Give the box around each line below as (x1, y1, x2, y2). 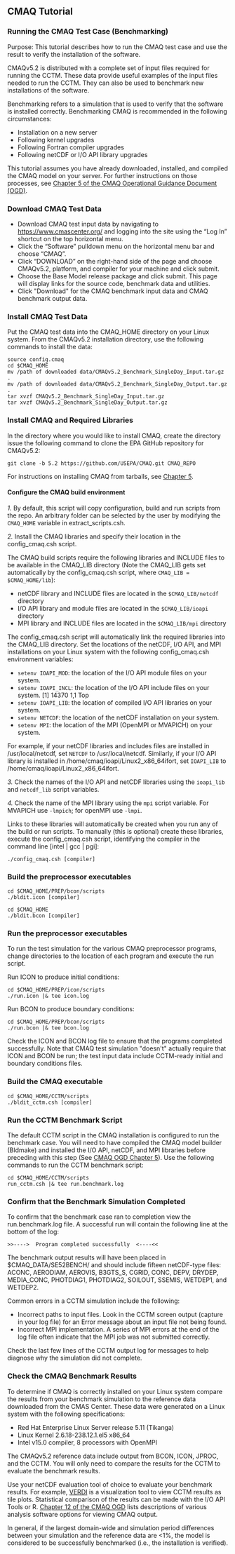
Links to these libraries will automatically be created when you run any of (7, 820, 219, 828)
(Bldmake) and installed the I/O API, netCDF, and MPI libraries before (7, 1146, 206, 1154)
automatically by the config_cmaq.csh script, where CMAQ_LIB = (7, 568, 190, 576)
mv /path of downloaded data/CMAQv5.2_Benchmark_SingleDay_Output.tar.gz (7, 381, 228, 388)
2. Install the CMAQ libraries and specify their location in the (7, 532, 181, 541)
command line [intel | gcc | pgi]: (7, 842, 100, 851)
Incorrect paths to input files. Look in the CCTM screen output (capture (17, 1311, 223, 1319)
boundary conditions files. (7, 1059, 83, 1068)
